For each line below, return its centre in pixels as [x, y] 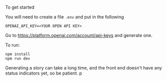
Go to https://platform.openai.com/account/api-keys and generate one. [79, 35]
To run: [13, 45]
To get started [20, 7]
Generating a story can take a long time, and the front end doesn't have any [84, 68]
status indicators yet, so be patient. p [44, 73]
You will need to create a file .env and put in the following [65, 17]
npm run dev [18, 58]
